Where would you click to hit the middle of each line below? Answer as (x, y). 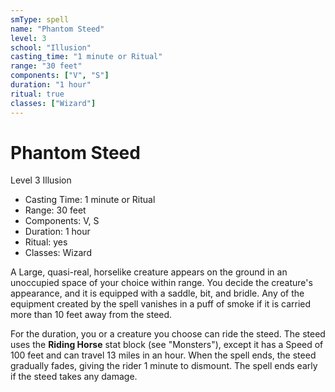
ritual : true (37, 94)
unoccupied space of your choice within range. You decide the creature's (161, 283)
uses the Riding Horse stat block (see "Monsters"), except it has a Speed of (167, 345)
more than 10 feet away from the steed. (91, 315)
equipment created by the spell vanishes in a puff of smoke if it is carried (161, 304)
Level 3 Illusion (41, 180)
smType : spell (40, 19)
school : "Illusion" (51, 47)
